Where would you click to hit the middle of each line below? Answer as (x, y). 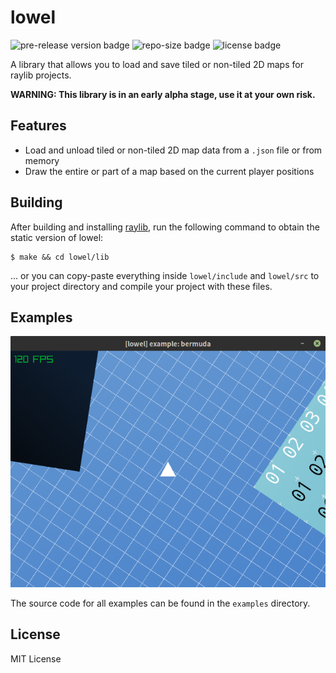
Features (38, 126)
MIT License (36, 658)
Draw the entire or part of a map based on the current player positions (169, 171)
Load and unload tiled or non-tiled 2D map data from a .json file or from (173, 150)
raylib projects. (41, 75)
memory (42, 160)
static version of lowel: (57, 237)
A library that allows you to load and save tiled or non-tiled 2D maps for (157, 64)
